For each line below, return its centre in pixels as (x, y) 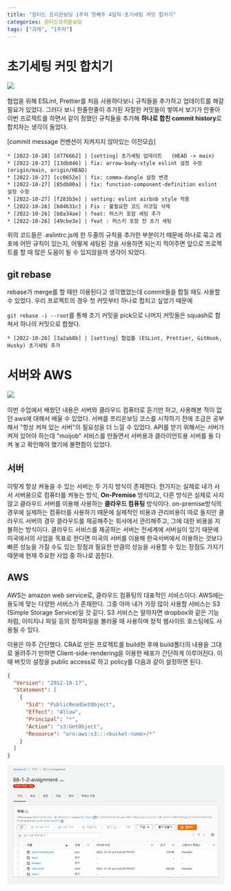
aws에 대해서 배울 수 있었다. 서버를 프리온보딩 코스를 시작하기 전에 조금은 (113, 419)
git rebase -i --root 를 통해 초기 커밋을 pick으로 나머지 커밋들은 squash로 (110, 315)
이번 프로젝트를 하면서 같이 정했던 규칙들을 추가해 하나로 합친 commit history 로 (114, 118)
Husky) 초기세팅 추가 (34, 346)
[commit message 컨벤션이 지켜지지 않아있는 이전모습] (82, 142)
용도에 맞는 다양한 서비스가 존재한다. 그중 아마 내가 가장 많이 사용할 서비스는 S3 (114, 603)
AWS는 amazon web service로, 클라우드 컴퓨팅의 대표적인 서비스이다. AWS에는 (115, 595)
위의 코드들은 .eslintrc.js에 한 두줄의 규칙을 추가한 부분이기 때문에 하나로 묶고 (111, 235)
